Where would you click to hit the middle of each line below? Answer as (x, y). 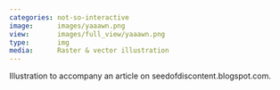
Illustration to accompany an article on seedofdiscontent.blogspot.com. (140, 76)
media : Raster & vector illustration (89, 51)
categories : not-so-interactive (69, 17)
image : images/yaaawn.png (67, 26)
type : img (39, 42)
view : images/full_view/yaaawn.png (87, 34)
